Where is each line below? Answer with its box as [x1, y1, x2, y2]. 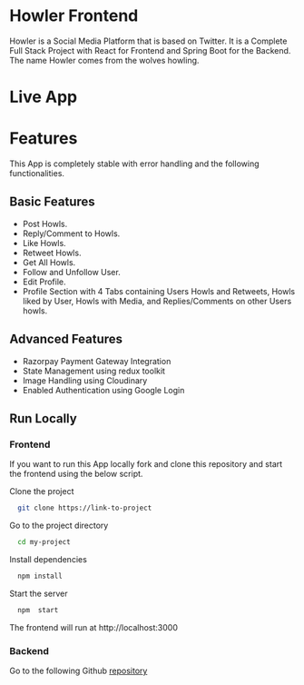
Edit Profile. [22, 276, 66, 287]
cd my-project [17, 538, 71, 547]
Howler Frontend [9, 5, 139, 26]
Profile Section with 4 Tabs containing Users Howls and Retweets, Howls [22, 285, 296, 296]
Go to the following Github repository [9, 665, 148, 677]
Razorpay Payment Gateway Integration [22, 355, 172, 366]
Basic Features [9, 194, 95, 210]
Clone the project [9, 486, 74, 497]
